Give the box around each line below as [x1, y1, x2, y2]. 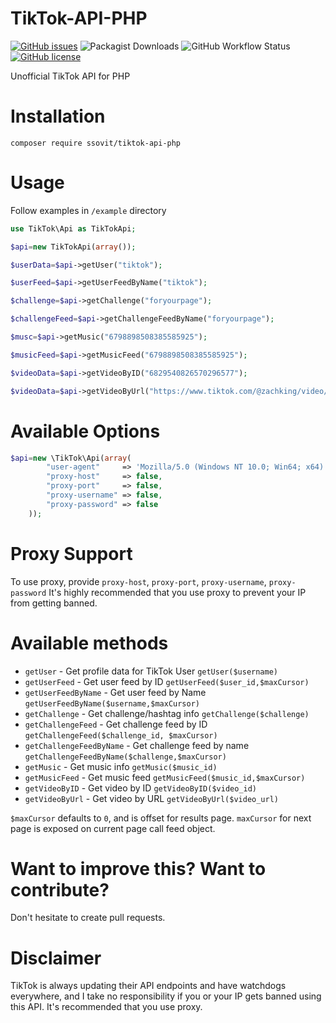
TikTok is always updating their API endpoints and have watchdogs [10, 980, 287, 992]
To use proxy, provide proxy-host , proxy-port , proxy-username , [10, 575, 267, 587]
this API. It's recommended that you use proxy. [10, 1001, 203, 1013]
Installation [10, 105, 106, 128]
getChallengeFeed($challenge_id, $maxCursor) [24, 730, 218, 741]
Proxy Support [10, 542, 133, 565]
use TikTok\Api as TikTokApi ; [10, 223, 137, 234]
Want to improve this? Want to [10, 857, 267, 880]
